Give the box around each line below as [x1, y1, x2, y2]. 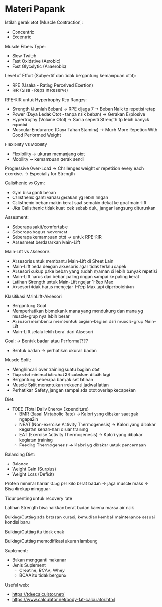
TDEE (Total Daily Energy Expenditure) [12, 406, 89, 411]
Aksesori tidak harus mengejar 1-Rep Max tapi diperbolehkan [12, 284, 134, 290]
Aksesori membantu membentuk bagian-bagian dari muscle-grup [12, 318, 144, 324]
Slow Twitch [12, 53, 37, 59]
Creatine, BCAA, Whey [19, 567, 65, 573]
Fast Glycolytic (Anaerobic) [12, 63, 67, 69]
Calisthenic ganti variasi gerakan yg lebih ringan [12, 195, 108, 200]
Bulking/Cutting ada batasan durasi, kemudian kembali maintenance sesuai [5, 514, 155, 520]
